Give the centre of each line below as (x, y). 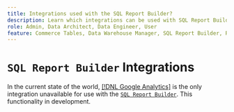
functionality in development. (49, 102)
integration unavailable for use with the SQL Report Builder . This (100, 94)
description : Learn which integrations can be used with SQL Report (109, 20)
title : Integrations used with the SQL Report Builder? (90, 14)
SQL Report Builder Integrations (101, 67)
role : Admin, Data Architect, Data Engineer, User (82, 26)
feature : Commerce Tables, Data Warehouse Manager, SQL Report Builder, (115, 33)
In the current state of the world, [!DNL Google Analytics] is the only (104, 87)
